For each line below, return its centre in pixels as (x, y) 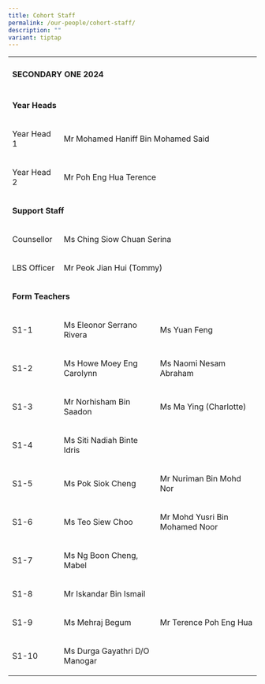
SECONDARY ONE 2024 (58, 74)
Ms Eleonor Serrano (101, 325)
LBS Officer (34, 267)
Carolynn (80, 373)
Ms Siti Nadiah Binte (101, 440)
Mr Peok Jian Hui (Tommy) (113, 267)
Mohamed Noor (189, 526)
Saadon (78, 411)
